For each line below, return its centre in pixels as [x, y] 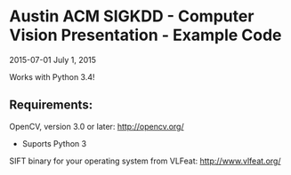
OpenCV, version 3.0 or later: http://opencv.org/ [97, 126]
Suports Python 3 [54, 143]
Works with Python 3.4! [52, 76]
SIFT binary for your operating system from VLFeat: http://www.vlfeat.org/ [145, 161]
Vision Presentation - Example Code [145, 35]
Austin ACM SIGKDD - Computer [132, 16]
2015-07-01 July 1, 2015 [53, 60]
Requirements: [51, 105]
